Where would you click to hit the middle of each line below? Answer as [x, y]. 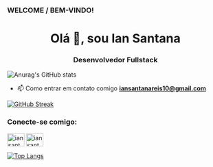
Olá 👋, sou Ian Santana [115, 39]
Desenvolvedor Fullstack [115, 60]
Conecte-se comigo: [42, 122]
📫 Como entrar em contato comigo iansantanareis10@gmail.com [111, 88]
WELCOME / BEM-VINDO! [51, 10]
